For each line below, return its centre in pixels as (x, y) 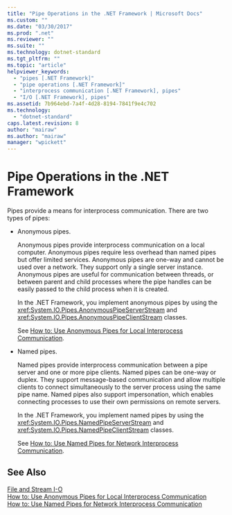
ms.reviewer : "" (30, 40)
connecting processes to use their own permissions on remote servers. (119, 402)
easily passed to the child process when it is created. (93, 289)
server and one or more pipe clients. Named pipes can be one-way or (117, 372)
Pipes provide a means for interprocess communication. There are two (108, 211)
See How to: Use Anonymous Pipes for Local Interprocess (100, 331)
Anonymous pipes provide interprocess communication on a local (111, 245)
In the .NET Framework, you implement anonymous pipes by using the (117, 303)
